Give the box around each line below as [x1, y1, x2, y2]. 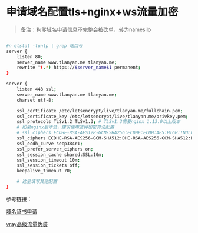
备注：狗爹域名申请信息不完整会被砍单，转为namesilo [20, 26, 151, 33]
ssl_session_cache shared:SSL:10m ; [16, 151, 104, 158]
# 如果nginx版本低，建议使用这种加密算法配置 [16, 124, 114, 130]
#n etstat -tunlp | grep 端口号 [6, 42, 83, 49]
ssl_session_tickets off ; [16, 162, 81, 168]
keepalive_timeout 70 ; [16, 168, 72, 174]
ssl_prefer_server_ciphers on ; [16, 146, 94, 152]
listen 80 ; [16, 54, 44, 59]
